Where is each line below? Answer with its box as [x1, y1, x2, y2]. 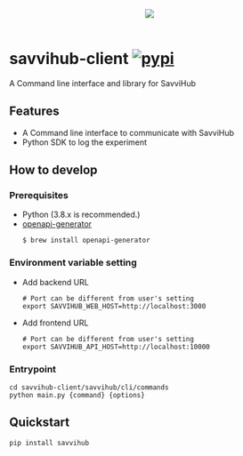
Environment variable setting [9, 257, 138, 269]
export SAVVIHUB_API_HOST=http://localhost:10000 [21, 342, 211, 351]
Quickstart [9, 415, 70, 430]
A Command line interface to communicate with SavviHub [21, 127, 234, 138]
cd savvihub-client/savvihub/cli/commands [9, 383, 169, 392]
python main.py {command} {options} [9, 391, 145, 400]
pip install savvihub [9, 438, 90, 447]
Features [9, 104, 60, 119]
